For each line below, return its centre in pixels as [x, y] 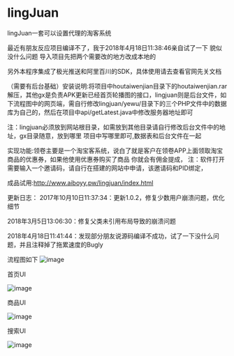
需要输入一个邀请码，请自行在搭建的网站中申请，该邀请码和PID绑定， [107, 168]
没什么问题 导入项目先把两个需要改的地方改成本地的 [81, 56]
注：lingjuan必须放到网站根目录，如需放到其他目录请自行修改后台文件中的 [114, 127]
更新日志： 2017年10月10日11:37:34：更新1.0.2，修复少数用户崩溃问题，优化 [116, 197]
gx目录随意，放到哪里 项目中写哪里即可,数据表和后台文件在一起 [110, 136]
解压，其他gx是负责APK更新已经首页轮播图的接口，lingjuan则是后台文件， [114, 95]
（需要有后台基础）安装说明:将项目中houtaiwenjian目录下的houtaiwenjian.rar [117, 86]
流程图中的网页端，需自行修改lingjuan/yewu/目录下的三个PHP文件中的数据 [120, 103]
